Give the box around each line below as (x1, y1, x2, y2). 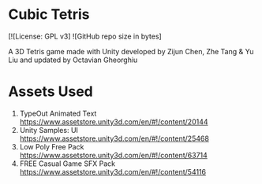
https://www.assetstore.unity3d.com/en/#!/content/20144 (19, 116, 208, 127)
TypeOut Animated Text (19, 109, 97, 118)
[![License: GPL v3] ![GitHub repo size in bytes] (8, 31, 162, 41)
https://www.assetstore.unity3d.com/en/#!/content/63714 (19, 150, 208, 160)
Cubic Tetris (8, 6, 90, 24)
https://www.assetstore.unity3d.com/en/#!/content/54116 (19, 167, 207, 176)
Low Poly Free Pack (19, 142, 84, 151)
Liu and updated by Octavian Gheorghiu (8, 55, 138, 64)
